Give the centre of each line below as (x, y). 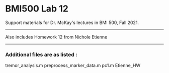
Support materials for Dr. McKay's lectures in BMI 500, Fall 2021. (72, 22)
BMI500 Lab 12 (37, 9)
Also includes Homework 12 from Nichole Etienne (56, 37)
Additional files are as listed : (41, 54)
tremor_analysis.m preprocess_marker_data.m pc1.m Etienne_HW (73, 65)
